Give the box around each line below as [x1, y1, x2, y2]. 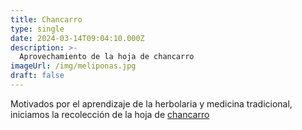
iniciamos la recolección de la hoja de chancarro [10, 108, 210, 120]
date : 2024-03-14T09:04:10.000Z [10, 33, 145, 43]
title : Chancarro [10, 14, 83, 25]
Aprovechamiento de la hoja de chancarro [19, 52, 195, 62]
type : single [10, 24, 65, 34]
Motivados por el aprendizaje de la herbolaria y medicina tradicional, [10, 97, 293, 110]
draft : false [10, 71, 65, 81]
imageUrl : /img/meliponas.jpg [10, 61, 137, 71]
